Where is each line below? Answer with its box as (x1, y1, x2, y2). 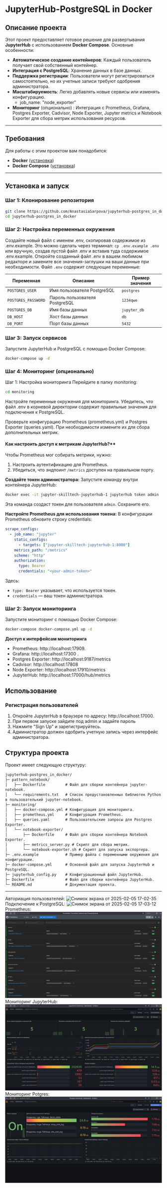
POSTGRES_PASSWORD (7, 298, 46, 303)
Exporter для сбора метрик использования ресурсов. (12, 115, 127, 121)
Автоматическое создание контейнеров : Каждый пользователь (12, 57, 152, 63)
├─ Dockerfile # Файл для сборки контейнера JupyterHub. (5, 877, 155, 882)
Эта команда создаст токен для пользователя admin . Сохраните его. (5, 501, 150, 508)
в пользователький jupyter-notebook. (5, 797, 83, 802)
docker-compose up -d (5, 356, 50, 361)
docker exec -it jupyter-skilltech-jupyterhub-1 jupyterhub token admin (5, 492, 159, 498)
